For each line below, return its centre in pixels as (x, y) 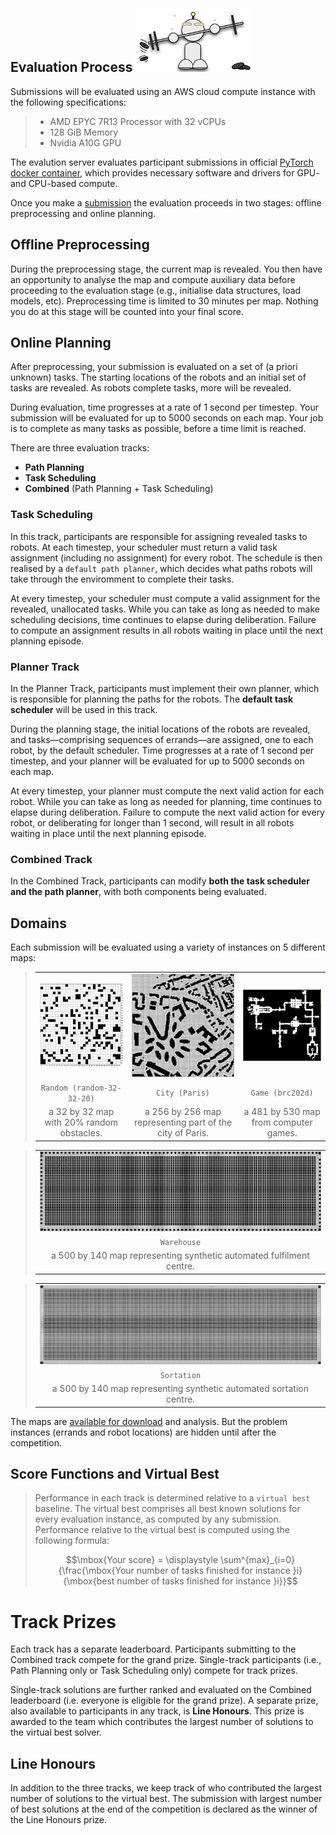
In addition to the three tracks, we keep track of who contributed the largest (166, 1788)
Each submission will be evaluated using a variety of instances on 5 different (168, 947)
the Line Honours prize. (59, 1820)
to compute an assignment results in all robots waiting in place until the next (167, 630)
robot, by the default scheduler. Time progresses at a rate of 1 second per (162, 751)
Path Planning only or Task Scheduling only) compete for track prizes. (154, 1671)
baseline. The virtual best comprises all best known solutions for (167, 1509)
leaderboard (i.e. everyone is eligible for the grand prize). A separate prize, (164, 1701)
